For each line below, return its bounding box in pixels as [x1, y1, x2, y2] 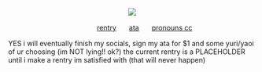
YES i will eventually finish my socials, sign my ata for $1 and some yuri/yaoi [8, 39, 254, 48]
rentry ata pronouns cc [97, 23, 193, 32]
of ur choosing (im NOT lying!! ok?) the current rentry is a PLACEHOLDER [8, 47, 245, 56]
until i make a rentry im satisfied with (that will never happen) [8, 56, 206, 64]
